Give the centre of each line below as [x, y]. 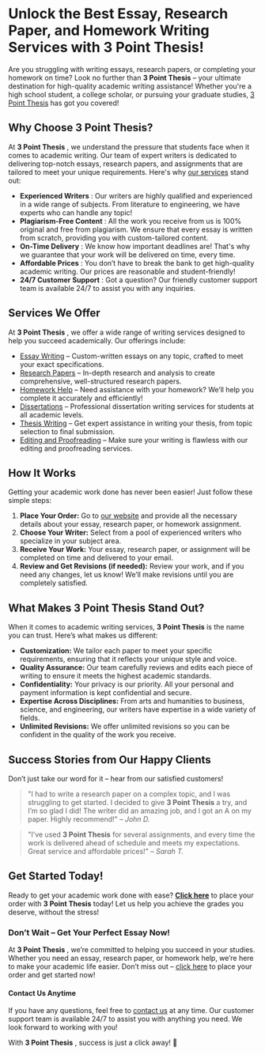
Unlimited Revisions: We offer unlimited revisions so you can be [125, 726]
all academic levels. [52, 414]
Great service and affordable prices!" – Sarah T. [106, 851]
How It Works [42, 473]
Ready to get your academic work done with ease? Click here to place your [131, 895]
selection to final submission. [67, 431]
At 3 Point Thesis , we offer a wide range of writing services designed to [127, 332]
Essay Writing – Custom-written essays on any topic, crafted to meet [131, 356]
